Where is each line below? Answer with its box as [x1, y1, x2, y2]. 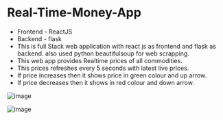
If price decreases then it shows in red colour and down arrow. [16, 78, 194, 86]
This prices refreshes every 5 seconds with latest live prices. [16, 64, 189, 72]
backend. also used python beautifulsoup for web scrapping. [16, 49, 190, 58]
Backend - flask [16, 34, 62, 43]
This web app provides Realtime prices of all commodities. [16, 56, 183, 64]
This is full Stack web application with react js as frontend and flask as [16, 42, 216, 50]
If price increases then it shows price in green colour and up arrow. [16, 71, 207, 80]
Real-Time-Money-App [7, 5, 142, 21]
